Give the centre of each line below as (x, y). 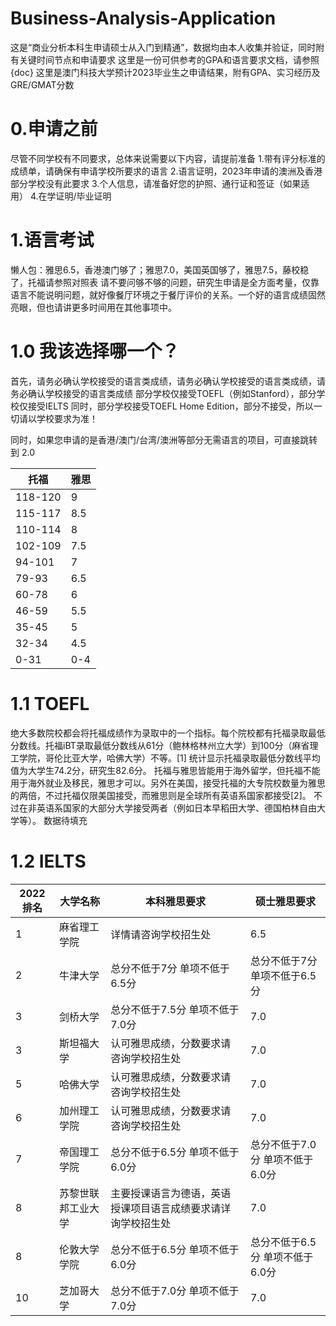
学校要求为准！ (67, 418)
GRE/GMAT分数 (42, 84)
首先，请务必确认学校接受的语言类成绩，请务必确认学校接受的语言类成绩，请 (168, 381)
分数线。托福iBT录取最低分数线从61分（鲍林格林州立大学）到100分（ (151, 745)
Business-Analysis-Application (143, 18)
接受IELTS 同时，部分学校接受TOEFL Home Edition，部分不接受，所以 (170, 406)
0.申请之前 (54, 129)
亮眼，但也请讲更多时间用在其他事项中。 (93, 307)
